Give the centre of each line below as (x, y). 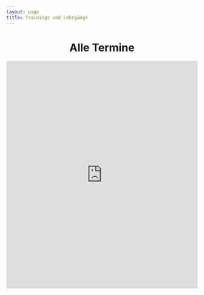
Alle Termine (102, 48)
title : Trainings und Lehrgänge (47, 18)
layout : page (23, 12)
